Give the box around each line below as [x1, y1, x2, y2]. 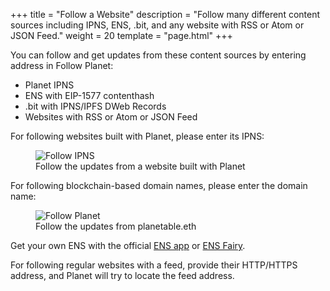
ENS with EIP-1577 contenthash [24, 90, 155, 101]
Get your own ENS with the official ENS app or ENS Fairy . [10, 240, 246, 251]
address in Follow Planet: [10, 60, 114, 71]
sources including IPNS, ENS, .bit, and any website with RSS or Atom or [10, 19, 305, 31]
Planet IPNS [24, 79, 75, 91]
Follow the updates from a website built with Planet [35, 160, 246, 172]
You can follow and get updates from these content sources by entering [10, 49, 307, 61]
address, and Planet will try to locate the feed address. [10, 270, 235, 281]
